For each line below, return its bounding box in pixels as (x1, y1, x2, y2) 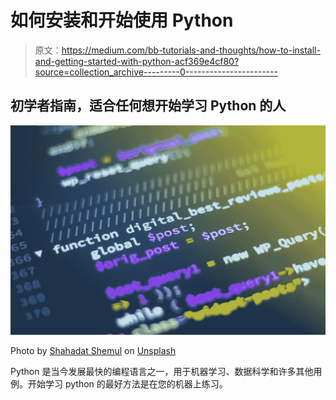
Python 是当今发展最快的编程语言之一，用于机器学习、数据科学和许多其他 (10, 366, 314, 378)
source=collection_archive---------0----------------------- (34, 66, 278, 78)
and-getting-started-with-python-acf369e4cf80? (34, 55, 240, 67)
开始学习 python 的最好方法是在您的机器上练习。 (27, 378, 228, 390)
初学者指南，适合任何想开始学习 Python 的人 (10, 97, 287, 115)
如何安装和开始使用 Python (10, 9, 234, 32)
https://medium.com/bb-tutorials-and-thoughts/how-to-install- (61, 44, 321, 56)
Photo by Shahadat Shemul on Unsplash (10, 345, 177, 357)
